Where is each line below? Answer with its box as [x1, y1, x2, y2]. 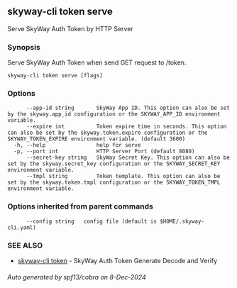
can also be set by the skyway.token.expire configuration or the [7, 129, 208, 137]
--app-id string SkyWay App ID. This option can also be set [26, 104, 231, 112]
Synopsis [7, 42, 40, 52]
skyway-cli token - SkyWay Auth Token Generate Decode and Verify [17, 257, 218, 265]
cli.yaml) [7, 223, 37, 231]
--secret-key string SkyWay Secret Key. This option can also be [26, 154, 231, 162]
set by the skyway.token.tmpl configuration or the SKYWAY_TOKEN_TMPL [7, 179, 221, 187]
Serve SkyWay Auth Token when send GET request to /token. [7, 58, 187, 67]
